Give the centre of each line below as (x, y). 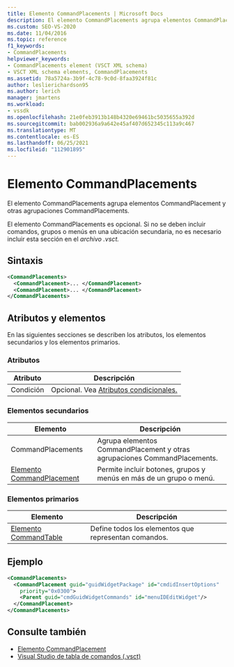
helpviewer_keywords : (39, 59)
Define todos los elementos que (142, 528)
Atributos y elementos (56, 318)
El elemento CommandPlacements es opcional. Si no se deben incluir (107, 224)
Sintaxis (25, 261)
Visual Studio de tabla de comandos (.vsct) (79, 656)
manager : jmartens (34, 98)
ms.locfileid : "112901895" (46, 150)
